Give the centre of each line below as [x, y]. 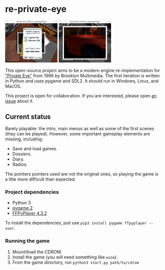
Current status [28, 116]
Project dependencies [32, 192]
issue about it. [19, 101]
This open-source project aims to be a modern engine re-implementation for [82, 71]
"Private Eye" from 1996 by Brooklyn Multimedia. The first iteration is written [82, 76]
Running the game [28, 241]
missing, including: [24, 139]
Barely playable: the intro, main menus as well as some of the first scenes [80, 129]
